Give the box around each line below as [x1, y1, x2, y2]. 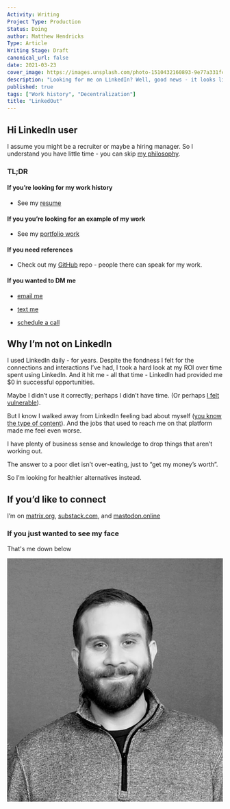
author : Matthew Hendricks [7, 33, 84, 40]
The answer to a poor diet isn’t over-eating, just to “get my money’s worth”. [7, 460, 218, 469]
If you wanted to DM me [7, 276, 77, 285]
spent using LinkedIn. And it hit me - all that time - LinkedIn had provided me [7, 371, 223, 379]
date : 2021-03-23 [7, 62, 57, 69]
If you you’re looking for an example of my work [7, 215, 146, 223]
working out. [7, 447, 43, 455]
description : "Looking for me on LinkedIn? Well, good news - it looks [7, 76, 216, 83]
